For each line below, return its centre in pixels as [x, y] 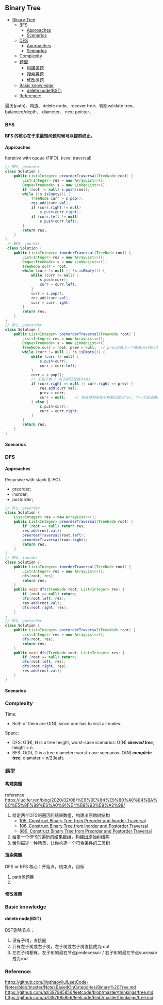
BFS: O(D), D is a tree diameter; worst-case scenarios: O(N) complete [82, 752]
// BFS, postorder [24, 325]
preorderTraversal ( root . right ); [55, 540]
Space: [12, 733]
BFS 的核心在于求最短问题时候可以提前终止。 [50, 136]
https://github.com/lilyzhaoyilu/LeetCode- [47, 982]
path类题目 [23, 877]
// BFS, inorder [24, 244]
